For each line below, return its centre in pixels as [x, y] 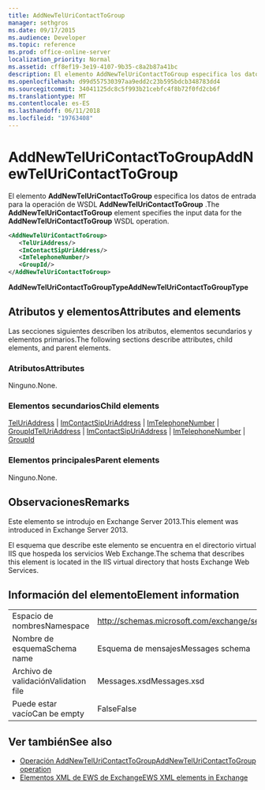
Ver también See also [60, 741]
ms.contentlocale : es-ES [49, 103]
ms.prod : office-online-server [60, 52]
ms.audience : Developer [47, 37]
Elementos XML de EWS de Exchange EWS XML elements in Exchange [134, 777]
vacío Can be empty [49, 713]
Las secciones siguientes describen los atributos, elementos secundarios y [130, 331]
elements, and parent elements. [60, 347]
